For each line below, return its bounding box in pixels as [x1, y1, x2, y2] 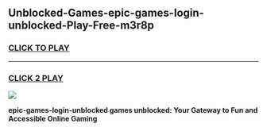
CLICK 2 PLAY [8, 72, 64, 83]
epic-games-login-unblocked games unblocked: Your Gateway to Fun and [8, 105, 258, 114]
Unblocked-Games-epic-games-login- [8, 6, 204, 20]
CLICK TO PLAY [8, 43, 70, 54]
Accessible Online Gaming [8, 114, 98, 123]
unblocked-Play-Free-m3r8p [8, 19, 155, 33]
